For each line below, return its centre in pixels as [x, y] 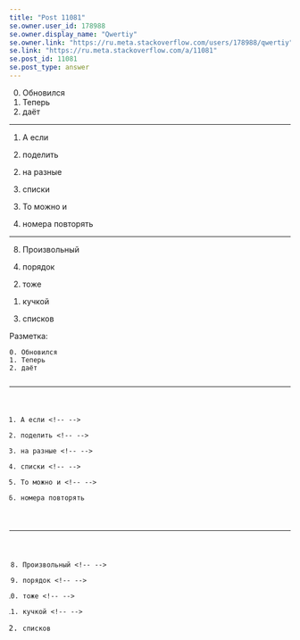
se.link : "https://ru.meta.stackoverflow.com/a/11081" [113, 51]
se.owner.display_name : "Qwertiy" [74, 34]
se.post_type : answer [50, 68]
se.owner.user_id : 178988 [57, 26]
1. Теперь [28, 360]
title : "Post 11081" [48, 17]
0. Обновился [33, 352]
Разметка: [29, 336]
